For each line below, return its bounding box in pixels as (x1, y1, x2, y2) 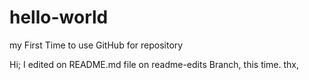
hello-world (9, 6, 109, 29)
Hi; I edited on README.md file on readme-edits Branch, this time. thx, (9, 58, 300, 70)
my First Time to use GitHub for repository (9, 39, 184, 51)
